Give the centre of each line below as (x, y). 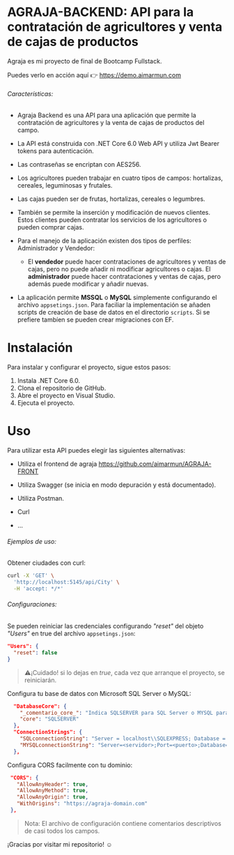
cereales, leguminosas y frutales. (65, 186)
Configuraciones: (32, 605)
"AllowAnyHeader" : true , (53, 784)
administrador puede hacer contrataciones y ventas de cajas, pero (124, 277)
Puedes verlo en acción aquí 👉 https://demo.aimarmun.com (94, 75)
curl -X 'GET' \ (31, 576)
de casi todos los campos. (62, 831)
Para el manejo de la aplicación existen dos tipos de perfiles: (104, 241)
